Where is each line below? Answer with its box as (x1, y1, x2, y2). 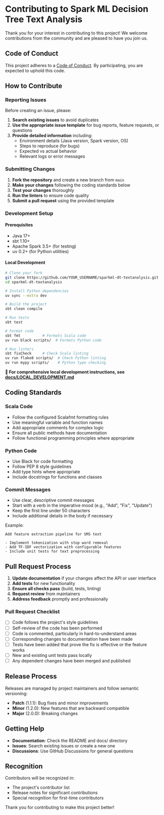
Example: (5, 522, 24, 528)
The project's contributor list (12, 785, 70, 791)
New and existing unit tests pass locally (12, 652, 92, 658)
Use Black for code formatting (12, 459, 73, 465)
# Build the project (5, 302, 47, 307)
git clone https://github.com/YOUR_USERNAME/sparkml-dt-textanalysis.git (5, 275, 159, 280)
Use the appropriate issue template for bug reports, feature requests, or (12, 122, 160, 128)
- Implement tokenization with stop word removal (5, 540, 109, 545)
